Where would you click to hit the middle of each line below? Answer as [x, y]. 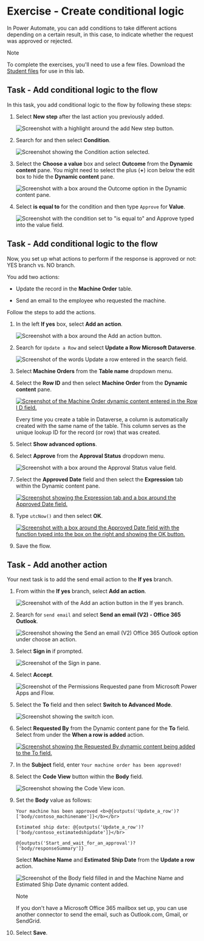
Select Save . [32, 933]
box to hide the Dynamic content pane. [65, 176]
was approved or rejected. [40, 41]
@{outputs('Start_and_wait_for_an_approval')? [76, 843]
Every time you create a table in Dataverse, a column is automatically [102, 419]
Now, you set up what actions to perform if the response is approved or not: [102, 258]
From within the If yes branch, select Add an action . [81, 591]
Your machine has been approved [56, 812]
